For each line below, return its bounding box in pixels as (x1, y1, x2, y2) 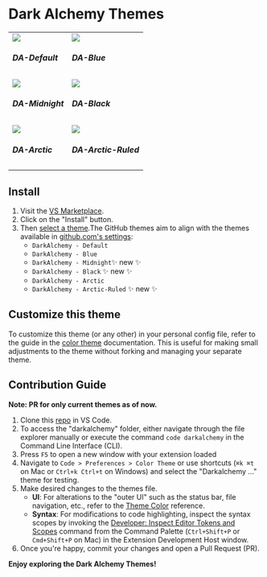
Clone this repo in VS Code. (19, 415, 113, 425)
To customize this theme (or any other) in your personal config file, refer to (8, 329, 256, 339)
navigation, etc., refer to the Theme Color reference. (31, 501, 205, 510)
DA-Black (72, 98, 111, 109)
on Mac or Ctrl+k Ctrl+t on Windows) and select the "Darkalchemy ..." (19, 466, 257, 476)
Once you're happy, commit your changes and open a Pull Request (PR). (19, 543, 260, 553)
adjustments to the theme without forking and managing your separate (8, 346, 243, 356)
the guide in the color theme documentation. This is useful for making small (8, 337, 259, 347)
